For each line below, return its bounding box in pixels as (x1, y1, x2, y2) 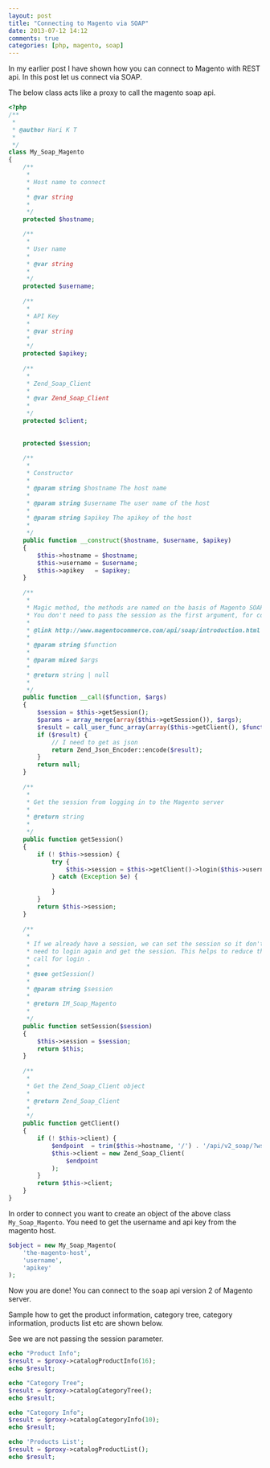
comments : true (8, 34, 59, 43)
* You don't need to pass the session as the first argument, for (26, 611, 253, 619)
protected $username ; (22, 282, 95, 290)
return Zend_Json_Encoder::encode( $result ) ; (51, 745, 203, 754)
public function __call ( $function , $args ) (22, 693, 167, 702)
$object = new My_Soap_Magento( (8, 1241, 117, 1249)
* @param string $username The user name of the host (26, 499, 211, 507)
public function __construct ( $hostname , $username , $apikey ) (22, 536, 231, 544)
